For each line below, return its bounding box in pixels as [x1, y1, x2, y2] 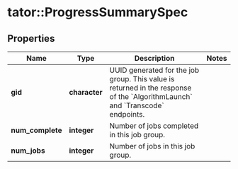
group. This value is [109, 74, 175, 83]
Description [134, 54, 175, 63]
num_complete [11, 125, 62, 135]
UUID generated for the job [109, 65, 200, 75]
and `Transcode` [109, 100, 164, 110]
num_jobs [11, 146, 45, 156]
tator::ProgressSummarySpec [7, 4, 188, 21]
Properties [7, 33, 55, 45]
